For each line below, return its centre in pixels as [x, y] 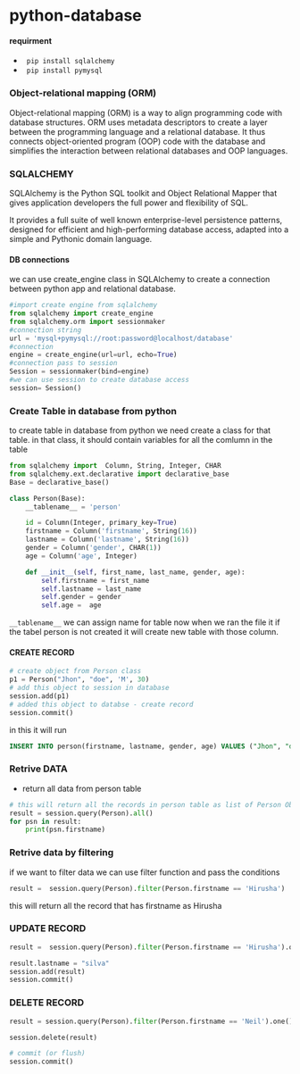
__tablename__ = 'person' [74, 507]
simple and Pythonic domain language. [81, 238]
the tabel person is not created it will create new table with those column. [144, 632]
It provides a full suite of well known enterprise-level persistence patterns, [146, 220]
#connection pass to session [63, 363]
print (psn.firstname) [65, 830]
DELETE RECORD [47, 1003]
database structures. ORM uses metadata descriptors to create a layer [138, 122]
